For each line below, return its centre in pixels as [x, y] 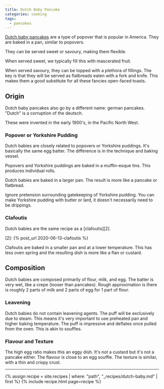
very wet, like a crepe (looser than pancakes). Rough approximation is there [81, 285]
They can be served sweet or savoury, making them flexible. [66, 52]
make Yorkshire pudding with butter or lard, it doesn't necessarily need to [79, 200]
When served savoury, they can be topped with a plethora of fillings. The [78, 71]
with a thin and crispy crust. [33, 362]
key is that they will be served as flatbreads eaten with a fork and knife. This [82, 76]
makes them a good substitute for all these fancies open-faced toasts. [76, 81]
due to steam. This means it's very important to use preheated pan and [76, 318]
